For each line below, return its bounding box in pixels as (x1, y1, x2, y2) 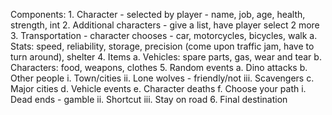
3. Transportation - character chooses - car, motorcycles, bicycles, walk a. (10, 30, 318, 41)
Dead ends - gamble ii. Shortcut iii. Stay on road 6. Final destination (10, 94, 288, 105)
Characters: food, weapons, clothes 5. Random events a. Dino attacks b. (10, 62, 308, 73)
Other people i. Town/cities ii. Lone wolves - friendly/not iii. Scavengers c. (10, 72, 315, 84)
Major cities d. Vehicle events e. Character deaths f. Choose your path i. (10, 83, 307, 94)
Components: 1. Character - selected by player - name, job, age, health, (10, 9, 306, 20)
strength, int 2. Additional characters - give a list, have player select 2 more (10, 19, 320, 31)
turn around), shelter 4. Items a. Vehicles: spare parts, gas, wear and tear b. (10, 51, 322, 63)
